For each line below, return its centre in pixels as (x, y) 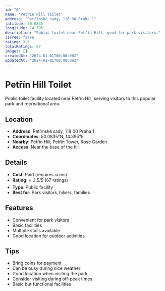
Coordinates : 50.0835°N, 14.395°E (48, 136)
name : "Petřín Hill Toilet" (34, 14)
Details (16, 163)
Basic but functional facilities (42, 284)
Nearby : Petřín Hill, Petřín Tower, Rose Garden (60, 142)
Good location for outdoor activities (49, 236)
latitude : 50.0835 (24, 24)
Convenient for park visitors (41, 220)
